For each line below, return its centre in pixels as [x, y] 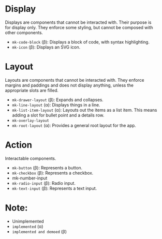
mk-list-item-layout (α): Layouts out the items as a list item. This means [84, 110]
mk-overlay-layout [30, 120]
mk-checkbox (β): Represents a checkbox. [52, 173]
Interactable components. [31, 158]
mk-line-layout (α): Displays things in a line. [56, 105]
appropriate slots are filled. [32, 90]
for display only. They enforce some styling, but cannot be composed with [79, 27]
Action [19, 145]
